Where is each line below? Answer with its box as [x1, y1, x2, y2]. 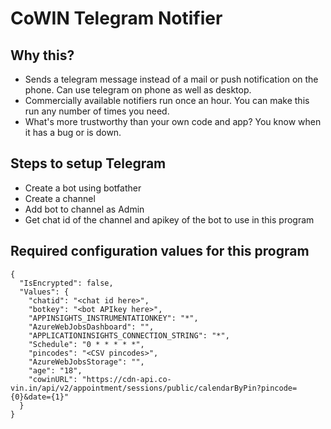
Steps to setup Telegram [10, 155, 167, 172]
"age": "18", [28, 365, 83, 376]
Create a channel [24, 192, 96, 204]
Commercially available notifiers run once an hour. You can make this [24, 95, 310, 106]
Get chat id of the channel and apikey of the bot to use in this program [24, 213, 315, 226]
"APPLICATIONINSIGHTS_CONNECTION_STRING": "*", [28, 330, 230, 341]
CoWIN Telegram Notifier [10, 7, 223, 30]
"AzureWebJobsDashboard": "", [28, 322, 155, 332]
